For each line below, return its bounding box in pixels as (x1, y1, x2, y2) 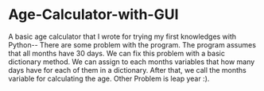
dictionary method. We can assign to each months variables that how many (8, 57, 255, 66)
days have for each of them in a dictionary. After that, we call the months (8, 65, 247, 74)
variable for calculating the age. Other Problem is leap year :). (8, 74, 210, 83)
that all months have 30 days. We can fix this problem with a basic (8, 48, 225, 58)
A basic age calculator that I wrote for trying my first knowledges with (8, 32, 237, 41)
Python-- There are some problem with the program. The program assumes (8, 40, 257, 49)
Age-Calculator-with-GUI (8, 6, 179, 24)
